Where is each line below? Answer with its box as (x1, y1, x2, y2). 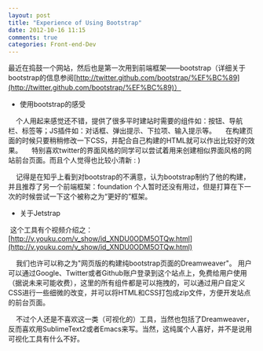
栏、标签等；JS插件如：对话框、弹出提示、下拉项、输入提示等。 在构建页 (8, 126, 254, 136)
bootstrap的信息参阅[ (8, 73, 77, 82)
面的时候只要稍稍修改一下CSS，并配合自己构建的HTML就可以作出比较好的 (8, 136, 249, 145)
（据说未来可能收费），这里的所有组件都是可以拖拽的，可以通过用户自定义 (8, 278, 246, 287)
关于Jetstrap (19, 209, 61, 218)
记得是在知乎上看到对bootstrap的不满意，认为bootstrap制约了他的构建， (15, 172, 250, 181)
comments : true (8, 33, 58, 42)
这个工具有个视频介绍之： (9, 225, 93, 235)
